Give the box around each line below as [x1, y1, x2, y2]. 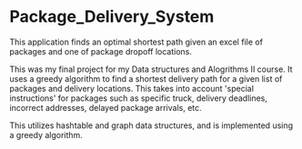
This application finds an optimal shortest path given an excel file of [9, 36, 264, 47]
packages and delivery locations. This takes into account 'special [9, 83, 255, 94]
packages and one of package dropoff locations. [9, 45, 193, 56]
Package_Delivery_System [9, 6, 215, 27]
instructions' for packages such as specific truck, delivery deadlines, [9, 93, 268, 104]
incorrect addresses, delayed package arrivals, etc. [9, 102, 202, 113]
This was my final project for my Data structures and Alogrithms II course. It [9, 64, 293, 74]
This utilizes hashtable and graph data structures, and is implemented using [9, 120, 294, 131]
